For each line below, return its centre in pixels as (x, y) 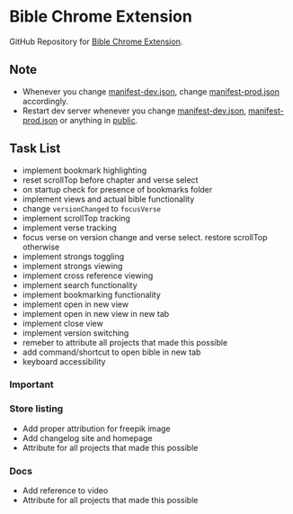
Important (31, 384)
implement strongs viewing (72, 266)
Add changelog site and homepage (87, 437)
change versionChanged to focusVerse (92, 208)
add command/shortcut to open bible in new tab (111, 352)
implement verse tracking (69, 228)
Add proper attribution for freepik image (96, 428)
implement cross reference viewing (88, 275)
